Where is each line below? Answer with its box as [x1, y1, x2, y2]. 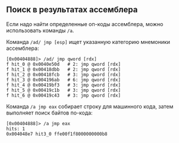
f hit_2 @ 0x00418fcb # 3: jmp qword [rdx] [6, 71, 121, 78]
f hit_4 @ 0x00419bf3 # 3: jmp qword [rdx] [6, 82, 121, 88]
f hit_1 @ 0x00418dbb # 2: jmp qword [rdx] [6, 66, 121, 72]
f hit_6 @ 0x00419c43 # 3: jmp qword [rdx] [6, 92, 121, 98]
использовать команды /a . [6, 27, 74, 34]
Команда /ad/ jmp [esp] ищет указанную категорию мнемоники [6, 38, 171, 45]
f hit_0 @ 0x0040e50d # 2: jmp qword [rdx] [6, 61, 121, 67]
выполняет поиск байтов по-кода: [6, 109, 93, 116]
